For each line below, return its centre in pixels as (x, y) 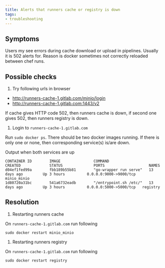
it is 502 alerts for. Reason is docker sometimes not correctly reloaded (77, 56)
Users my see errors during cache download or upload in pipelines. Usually (82, 51)
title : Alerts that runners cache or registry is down (63, 10)
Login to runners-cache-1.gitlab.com (50, 128)
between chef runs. (25, 61)
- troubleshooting (24, 19)
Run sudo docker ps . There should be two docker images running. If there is (82, 137)
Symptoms (22, 39)
